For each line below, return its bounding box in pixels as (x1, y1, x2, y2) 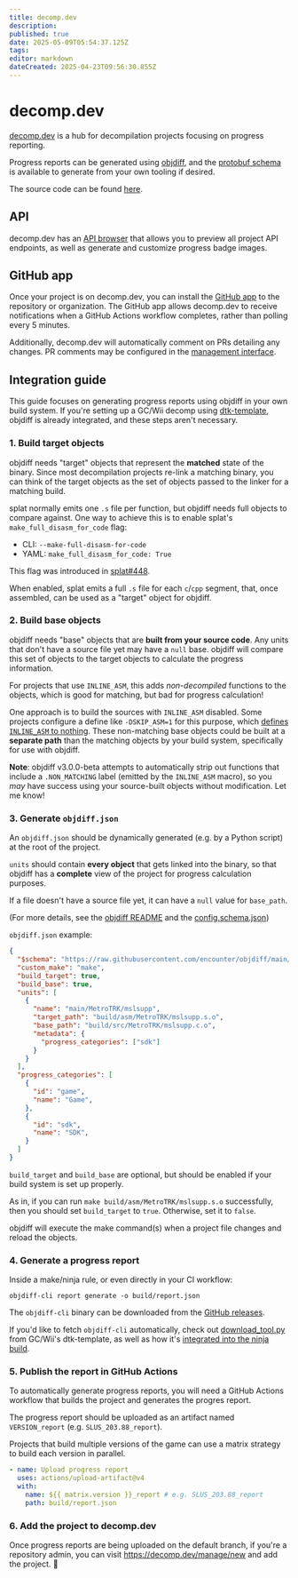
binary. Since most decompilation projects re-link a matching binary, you (9, 466, 274, 477)
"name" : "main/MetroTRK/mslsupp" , (32, 1005, 161, 1014)
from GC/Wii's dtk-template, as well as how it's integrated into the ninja (9, 1334, 270, 1344)
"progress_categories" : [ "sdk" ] (41, 1037, 161, 1047)
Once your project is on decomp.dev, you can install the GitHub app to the (9, 291, 280, 302)
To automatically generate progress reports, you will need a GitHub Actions (9, 1385, 284, 1396)
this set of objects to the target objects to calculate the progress (9, 653, 244, 664)
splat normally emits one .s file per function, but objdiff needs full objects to (9, 503, 287, 514)
